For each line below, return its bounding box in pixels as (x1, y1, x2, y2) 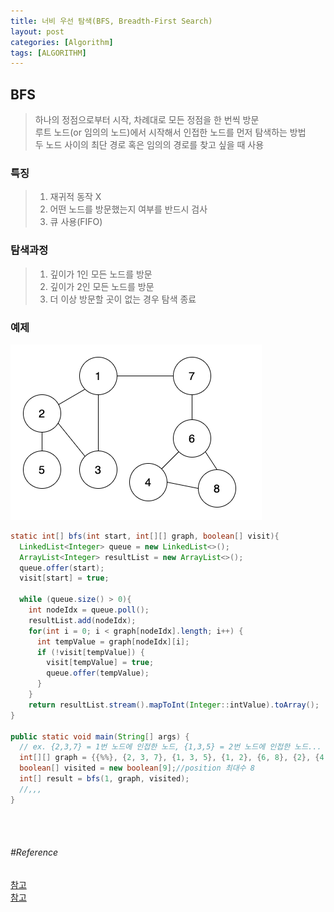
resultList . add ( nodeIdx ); (28, 615, 137, 625)
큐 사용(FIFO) (49, 216, 103, 228)
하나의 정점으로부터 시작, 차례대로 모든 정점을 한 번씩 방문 (34, 114, 260, 126)
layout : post (10, 26, 65, 37)
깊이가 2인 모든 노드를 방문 (49, 280, 155, 292)
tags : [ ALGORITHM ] (10, 48, 87, 58)
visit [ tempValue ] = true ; (46, 658, 155, 668)
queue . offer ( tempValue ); (46, 668, 150, 679)
